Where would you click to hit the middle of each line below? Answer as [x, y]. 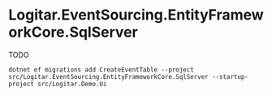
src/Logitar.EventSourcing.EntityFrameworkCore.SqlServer [108, 76]
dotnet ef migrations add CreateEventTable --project [101, 70]
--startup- [230, 76]
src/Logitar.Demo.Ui [72, 84]
